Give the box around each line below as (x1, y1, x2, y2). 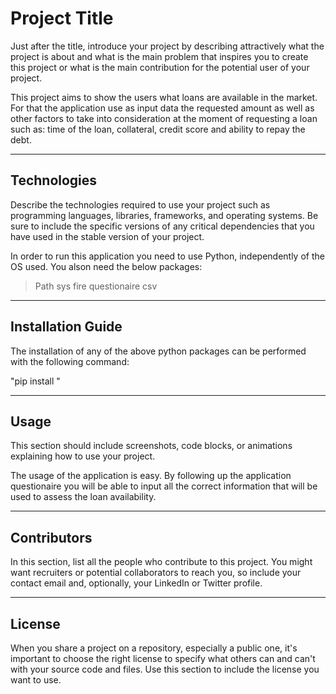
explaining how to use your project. (10, 450, 156, 462)
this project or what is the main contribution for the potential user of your (10, 61, 310, 73)
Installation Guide (10, 318, 123, 336)
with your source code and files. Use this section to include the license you (10, 663, 320, 675)
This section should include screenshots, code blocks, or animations (10, 440, 293, 452)
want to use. (10, 674, 62, 686)
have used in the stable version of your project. (10, 230, 205, 242)
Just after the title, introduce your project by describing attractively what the (10, 40, 325, 52)
